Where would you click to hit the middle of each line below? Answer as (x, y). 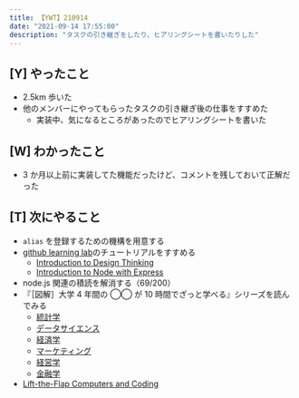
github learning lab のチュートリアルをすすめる (109, 252)
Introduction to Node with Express (100, 272)
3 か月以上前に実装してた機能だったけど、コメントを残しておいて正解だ (156, 175)
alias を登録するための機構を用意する (93, 240)
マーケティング (64, 351)
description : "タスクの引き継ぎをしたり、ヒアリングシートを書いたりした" (134, 34)
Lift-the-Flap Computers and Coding (91, 383)
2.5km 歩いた (47, 97)
